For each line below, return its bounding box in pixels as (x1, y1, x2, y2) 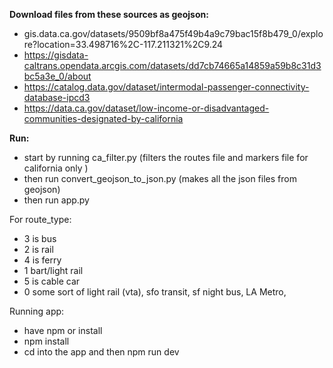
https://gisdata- (23, 49, 89, 61)
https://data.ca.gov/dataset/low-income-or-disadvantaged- (23, 102, 270, 114)
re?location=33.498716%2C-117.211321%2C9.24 (23, 39, 224, 50)
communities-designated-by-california (23, 113, 184, 124)
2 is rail (23, 244, 54, 255)
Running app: (9, 305, 65, 317)
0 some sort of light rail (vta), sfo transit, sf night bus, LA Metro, (23, 286, 287, 298)
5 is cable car (23, 275, 81, 287)
